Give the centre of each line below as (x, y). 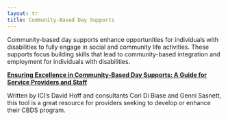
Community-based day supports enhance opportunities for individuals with (113, 39)
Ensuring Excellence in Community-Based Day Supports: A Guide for (107, 75)
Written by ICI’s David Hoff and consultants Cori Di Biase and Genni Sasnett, (114, 95)
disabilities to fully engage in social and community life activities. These (108, 47)
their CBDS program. (37, 110)
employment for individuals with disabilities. (69, 61)
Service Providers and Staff (47, 82)
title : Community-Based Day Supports (61, 20)
